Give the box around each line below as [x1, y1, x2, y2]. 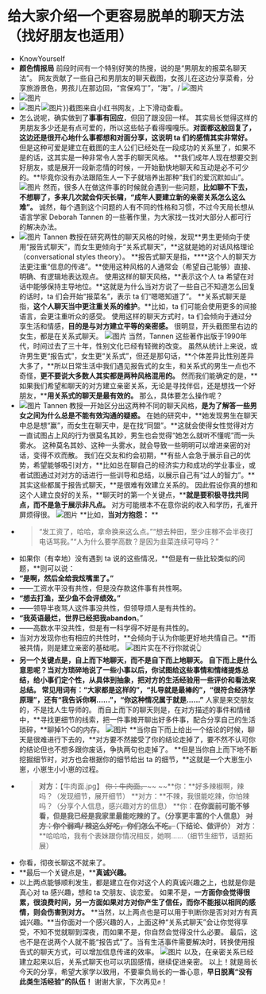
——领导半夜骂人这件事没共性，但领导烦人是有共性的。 [18, 603, 200, 612]
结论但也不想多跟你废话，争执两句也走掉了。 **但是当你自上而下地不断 [25, 744, 258, 754]
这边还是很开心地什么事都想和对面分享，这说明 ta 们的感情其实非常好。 [18, 133, 252, 142]
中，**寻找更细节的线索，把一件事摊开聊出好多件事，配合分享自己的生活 [18, 715, 256, 724]
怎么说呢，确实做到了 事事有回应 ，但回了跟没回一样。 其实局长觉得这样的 [18, 113, 258, 122]
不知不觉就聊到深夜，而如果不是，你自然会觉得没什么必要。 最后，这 [33, 927, 258, 937]
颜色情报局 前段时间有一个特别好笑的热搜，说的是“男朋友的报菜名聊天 [18, 63, 247, 72]
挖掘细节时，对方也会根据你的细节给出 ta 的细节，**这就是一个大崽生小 [18, 754, 253, 764]
